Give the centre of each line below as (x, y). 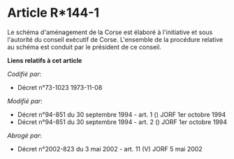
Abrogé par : (24, 135)
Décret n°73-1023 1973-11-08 (60, 87)
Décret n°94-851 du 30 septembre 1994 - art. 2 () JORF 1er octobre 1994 (122, 122)
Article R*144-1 (53, 13)
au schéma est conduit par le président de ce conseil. (85, 47)
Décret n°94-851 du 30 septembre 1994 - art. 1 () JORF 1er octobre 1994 (122, 114)
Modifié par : (25, 101)
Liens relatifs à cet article (45, 60)
